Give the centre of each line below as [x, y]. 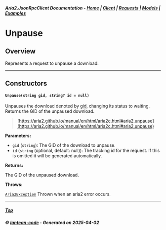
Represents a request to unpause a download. [52, 63]
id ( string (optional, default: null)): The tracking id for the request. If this [86, 151]
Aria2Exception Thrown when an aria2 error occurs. [58, 194]
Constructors [26, 83]
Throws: [14, 184]
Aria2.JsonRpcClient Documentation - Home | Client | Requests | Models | [83, 8]
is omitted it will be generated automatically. [57, 156]
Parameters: [18, 136]
